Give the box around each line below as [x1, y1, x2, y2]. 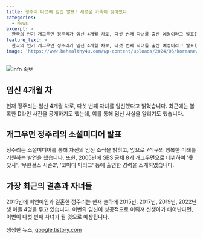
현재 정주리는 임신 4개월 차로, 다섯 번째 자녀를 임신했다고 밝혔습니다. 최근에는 [6, 102, 188, 110]
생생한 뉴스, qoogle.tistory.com [6, 226, 82, 234]
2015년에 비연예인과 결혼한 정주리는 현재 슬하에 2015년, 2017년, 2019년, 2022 [6, 198, 192, 206]
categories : [6, 15, 36, 21]
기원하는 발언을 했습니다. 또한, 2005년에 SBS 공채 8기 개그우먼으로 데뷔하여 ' [6, 154, 189, 161]
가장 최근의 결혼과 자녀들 [6, 181, 92, 191]
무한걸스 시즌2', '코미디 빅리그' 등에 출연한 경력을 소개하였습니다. [21, 162, 175, 169]
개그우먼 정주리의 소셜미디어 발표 [6, 129, 122, 139]
